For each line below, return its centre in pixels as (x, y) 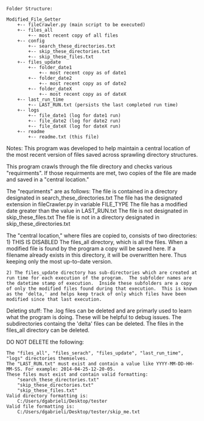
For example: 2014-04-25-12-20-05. (70, 369)
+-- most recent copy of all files (73, 35)
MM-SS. (15, 369)
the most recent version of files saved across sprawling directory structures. (102, 155)
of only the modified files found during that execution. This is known (102, 289)
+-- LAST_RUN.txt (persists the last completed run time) (103, 105)
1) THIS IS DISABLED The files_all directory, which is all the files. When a (97, 242)
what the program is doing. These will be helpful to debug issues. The (94, 317)
